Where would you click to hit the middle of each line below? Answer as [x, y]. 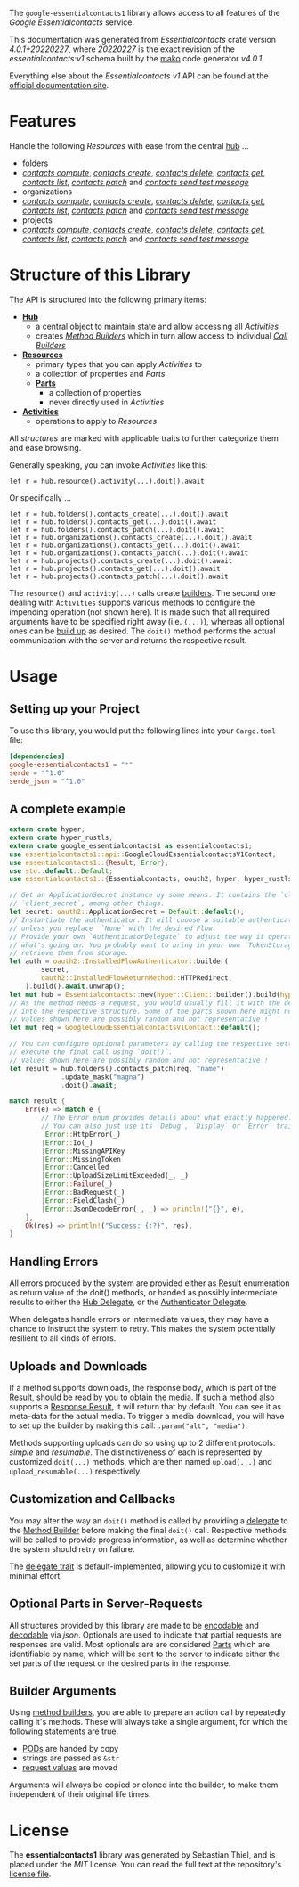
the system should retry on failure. [72, 1548]
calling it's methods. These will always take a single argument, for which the [149, 1722]
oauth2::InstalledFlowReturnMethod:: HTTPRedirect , [137, 978]
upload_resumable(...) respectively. [76, 1471]
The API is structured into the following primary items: [108, 299]
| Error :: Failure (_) [77, 1184]
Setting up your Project [75, 709]
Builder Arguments [63, 1691]
